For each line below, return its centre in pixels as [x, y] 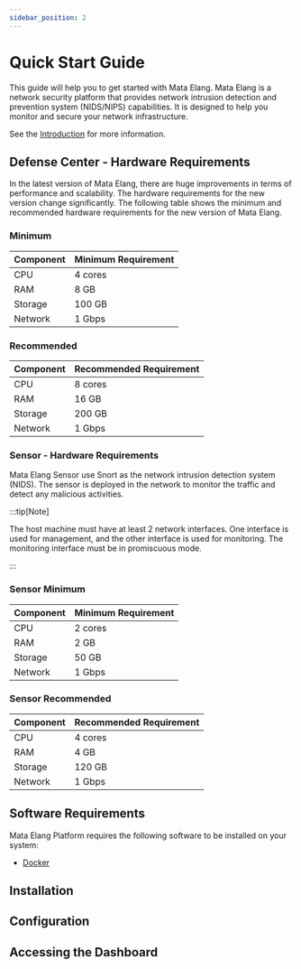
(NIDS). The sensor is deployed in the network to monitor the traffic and [142, 485]
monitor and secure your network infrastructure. [99, 116]
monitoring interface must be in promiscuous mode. [105, 548]
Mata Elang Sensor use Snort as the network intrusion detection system [142, 475]
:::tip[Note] [29, 512]
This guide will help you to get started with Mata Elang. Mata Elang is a [141, 88]
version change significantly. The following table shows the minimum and [146, 203]
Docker [36, 862]
